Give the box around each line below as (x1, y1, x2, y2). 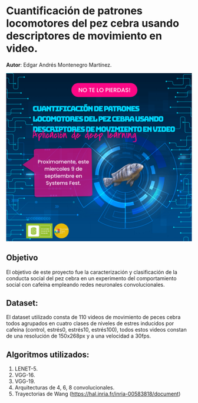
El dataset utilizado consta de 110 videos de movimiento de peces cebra (6, 314, 181, 321)
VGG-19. (14, 378, 35, 385)
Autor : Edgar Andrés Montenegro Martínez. (6, 61, 112, 68)
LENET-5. (14, 365, 38, 372)
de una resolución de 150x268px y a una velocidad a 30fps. (6, 332, 151, 340)
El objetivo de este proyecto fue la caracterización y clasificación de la (6, 268, 178, 276)
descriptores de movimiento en (6, 30, 162, 42)
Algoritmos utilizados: (6, 349, 90, 359)
